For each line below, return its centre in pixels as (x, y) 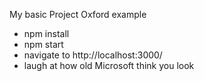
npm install (46, 33)
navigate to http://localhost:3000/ (93, 55)
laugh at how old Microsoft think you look (109, 65)
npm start (43, 44)
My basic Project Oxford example (78, 14)
